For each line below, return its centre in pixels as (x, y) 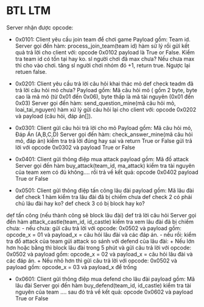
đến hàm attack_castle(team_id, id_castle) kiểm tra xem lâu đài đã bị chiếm (100, 222)
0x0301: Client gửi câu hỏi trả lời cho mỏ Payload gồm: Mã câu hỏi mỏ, (104, 128)
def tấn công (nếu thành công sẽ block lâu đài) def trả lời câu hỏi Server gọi (101, 215)
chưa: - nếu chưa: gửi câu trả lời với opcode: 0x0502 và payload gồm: (94, 228)
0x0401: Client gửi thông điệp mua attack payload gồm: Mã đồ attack (102, 159)
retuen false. (31, 71)
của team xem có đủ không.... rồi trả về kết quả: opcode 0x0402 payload (107, 172)
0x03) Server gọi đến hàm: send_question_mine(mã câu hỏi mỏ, (95, 103)
